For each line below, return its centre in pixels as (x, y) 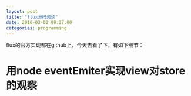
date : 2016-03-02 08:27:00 (39, 22)
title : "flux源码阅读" (32, 17)
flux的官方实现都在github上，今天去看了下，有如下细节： (75, 45)
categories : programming (36, 28)
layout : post (22, 11)
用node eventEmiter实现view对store (96, 71)
